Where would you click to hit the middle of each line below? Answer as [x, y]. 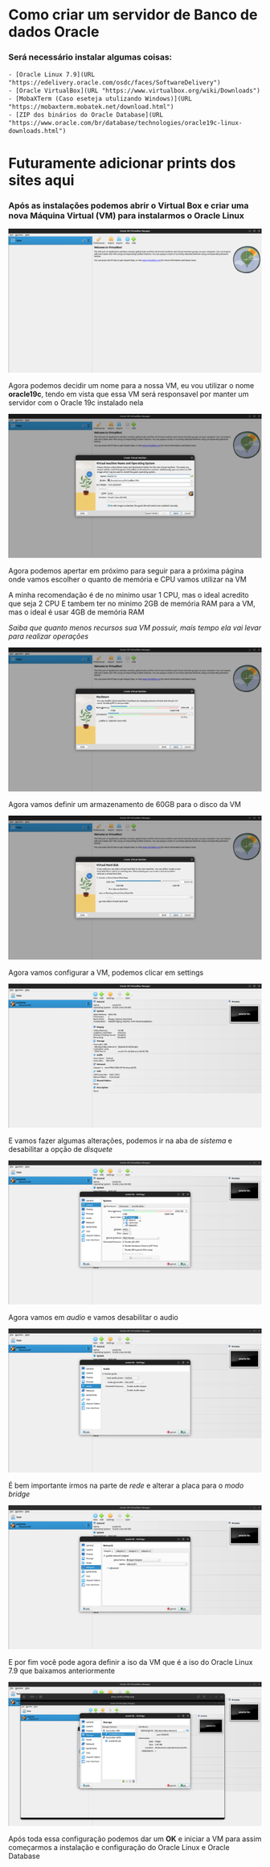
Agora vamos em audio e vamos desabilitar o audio [93, 1317]
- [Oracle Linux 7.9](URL [51, 75]
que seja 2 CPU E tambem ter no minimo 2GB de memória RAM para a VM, [132, 603]
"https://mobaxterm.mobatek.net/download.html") [91, 107]
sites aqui [41, 180]
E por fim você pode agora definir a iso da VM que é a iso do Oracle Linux [131, 1662]
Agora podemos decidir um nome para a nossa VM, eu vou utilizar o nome [131, 385]
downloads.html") [37, 131]
